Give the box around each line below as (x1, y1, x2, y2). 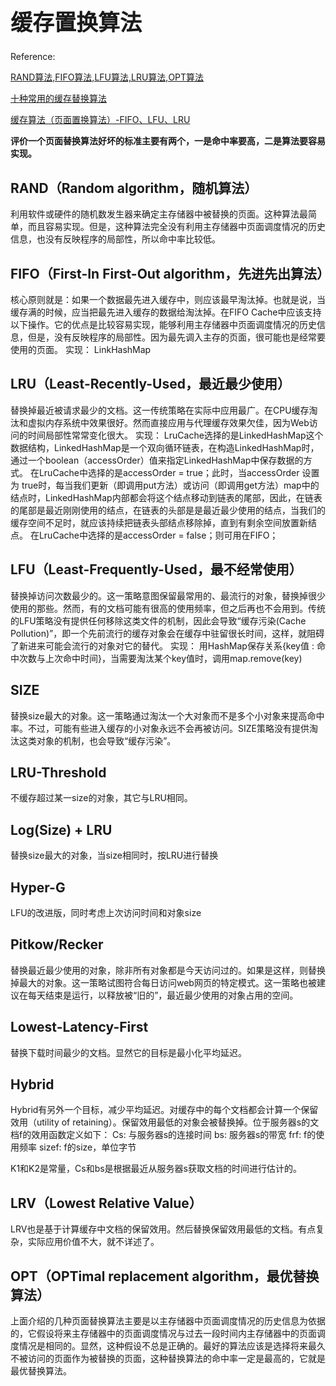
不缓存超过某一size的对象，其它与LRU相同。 (10, 792, 193, 804)
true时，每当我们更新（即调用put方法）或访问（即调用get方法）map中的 (21, 479, 320, 491)
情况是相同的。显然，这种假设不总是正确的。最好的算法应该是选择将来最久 (18, 1340, 326, 1352)
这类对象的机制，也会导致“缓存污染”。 (18, 734, 177, 747)
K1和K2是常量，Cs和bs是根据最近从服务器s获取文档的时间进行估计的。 (10, 1163, 303, 1175)
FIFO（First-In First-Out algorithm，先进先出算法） (10, 265, 330, 282)
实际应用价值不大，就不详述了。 (27, 1236, 160, 1248)
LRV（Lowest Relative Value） (10, 1194, 203, 1212)
